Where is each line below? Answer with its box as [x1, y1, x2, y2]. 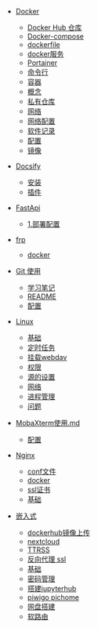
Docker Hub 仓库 [27, 23, 82, 32]
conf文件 [27, 466, 56, 476]
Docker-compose [27, 31, 84, 41]
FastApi [15, 203, 41, 212]
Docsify [15, 162, 42, 171]
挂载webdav [27, 353, 67, 361]
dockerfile [27, 40, 60, 49]
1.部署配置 [27, 220, 60, 228]
